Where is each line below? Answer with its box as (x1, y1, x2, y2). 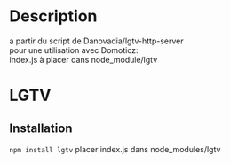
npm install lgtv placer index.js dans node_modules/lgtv (9, 144, 221, 154)
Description (9, 6, 98, 27)
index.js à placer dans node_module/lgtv (9, 54, 158, 65)
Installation (9, 120, 73, 136)
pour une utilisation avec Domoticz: (9, 44, 139, 55)
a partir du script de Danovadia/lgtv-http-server (9, 35, 184, 46)
